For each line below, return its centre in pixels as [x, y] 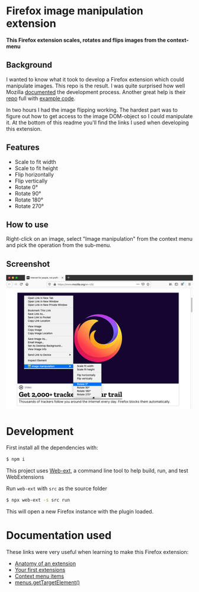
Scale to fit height [36, 168]
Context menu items [39, 576]
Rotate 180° [29, 200]
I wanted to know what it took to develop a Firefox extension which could [95, 79]
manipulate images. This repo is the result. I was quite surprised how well [96, 86]
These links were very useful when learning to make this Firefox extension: [97, 552]
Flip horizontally [34, 174]
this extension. [24, 128]
